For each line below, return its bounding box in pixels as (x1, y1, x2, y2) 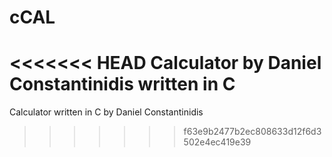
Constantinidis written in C (9, 73, 236, 96)
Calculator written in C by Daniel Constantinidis (9, 106, 204, 118)
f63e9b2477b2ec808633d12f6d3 (183, 126, 322, 138)
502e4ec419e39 (183, 136, 252, 148)
